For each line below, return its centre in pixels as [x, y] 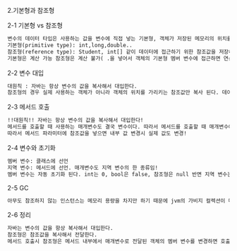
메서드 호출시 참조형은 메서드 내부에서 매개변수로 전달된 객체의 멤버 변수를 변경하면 [113, 242]
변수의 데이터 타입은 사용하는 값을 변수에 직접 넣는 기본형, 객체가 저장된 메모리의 [111, 39]
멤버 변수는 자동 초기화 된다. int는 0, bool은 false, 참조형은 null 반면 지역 [111, 174]
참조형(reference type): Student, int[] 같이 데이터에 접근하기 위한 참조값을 [112, 51]
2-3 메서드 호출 [29, 107]
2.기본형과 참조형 [31, 10]
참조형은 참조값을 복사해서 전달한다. [52, 235]
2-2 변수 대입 [26, 73]
